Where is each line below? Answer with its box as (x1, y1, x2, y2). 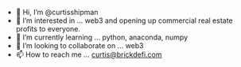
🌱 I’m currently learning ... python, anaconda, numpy (15, 32, 189, 42)
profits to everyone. (15, 24, 81, 33)
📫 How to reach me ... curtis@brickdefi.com (15, 50, 162, 59)
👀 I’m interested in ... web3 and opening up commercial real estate (15, 16, 233, 25)
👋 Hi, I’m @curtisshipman (15, 8, 99, 17)
